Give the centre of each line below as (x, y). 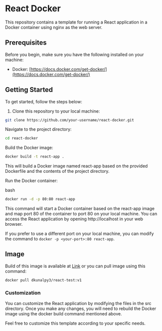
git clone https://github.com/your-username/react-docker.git (70, 120)
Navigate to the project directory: (38, 129)
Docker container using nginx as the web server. (54, 27)
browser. (14, 224)
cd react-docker (21, 138)
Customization (23, 293)
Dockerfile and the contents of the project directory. (57, 171)
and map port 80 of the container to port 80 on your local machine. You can (81, 214)
